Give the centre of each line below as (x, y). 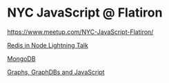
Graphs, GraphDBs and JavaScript (56, 72)
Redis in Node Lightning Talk (48, 45)
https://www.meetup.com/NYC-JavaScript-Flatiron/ (80, 32)
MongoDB (21, 58)
